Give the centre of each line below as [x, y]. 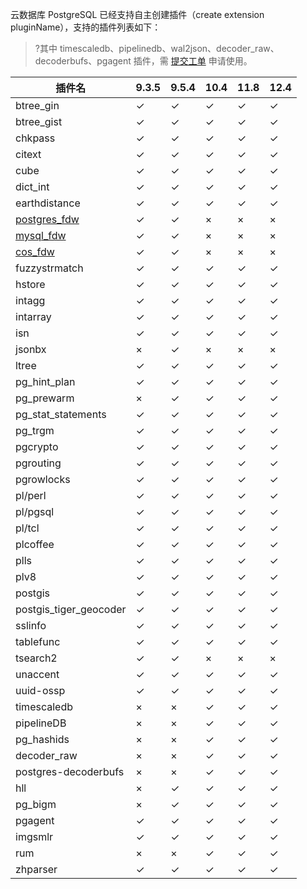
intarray [33, 316]
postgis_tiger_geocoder [71, 609]
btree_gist [39, 121]
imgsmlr [34, 836]
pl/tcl [27, 528]
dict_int [32, 186]
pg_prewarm [45, 398]
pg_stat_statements [61, 414]
